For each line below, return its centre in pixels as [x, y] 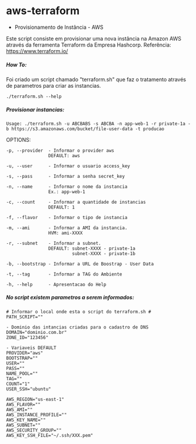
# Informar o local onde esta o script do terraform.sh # [79, 312]
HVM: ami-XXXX [65, 233]
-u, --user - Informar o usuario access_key [68, 166]
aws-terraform [43, 11]
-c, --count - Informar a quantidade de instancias [76, 202]
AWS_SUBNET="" [24, 425]
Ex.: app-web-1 [67, 192]
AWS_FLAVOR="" [24, 405]
